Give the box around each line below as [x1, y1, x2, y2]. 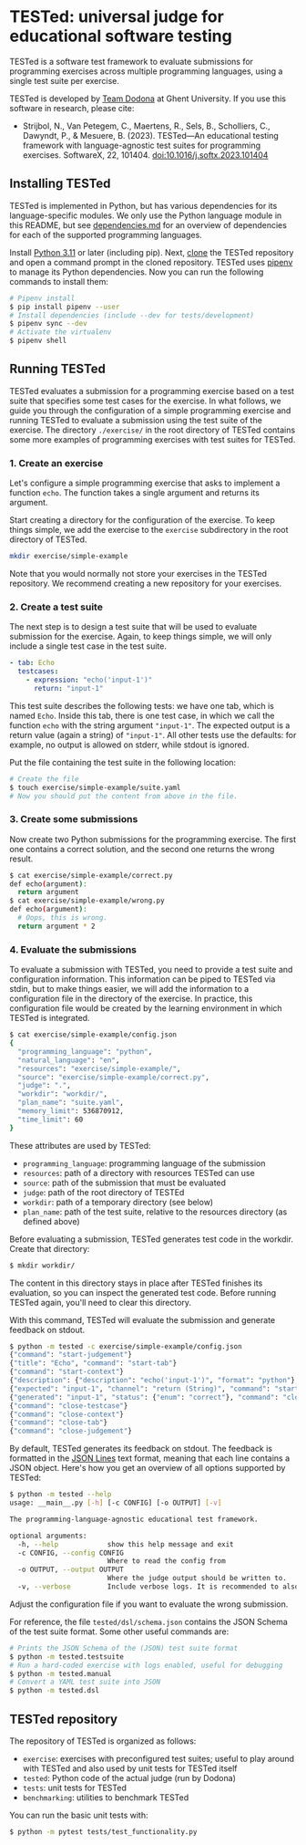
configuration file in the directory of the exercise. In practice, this [9, 993, 253, 1005]
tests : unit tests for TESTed [22, 1782, 127, 1793]
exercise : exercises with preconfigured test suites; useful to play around [22, 1753, 294, 1764]
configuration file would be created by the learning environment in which [9, 1003, 282, 1014]
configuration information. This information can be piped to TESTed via [9, 974, 276, 985]
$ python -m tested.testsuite [9, 1652, 125, 1662]
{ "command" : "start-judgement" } [9, 1350, 132, 1360]
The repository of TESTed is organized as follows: [9, 1736, 197, 1746]
